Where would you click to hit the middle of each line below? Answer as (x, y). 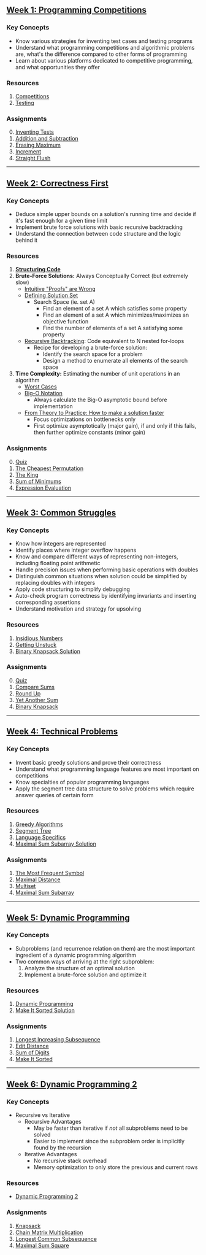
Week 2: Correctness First (57, 183)
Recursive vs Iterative (43, 1115)
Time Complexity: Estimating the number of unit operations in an (97, 374)
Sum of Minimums (38, 481)
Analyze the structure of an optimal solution (79, 968)
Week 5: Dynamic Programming (68, 918)
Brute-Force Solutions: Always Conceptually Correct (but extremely (101, 276)
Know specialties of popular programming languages (82, 782)
